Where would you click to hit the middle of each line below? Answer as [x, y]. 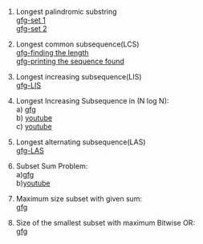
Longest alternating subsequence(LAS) [81, 142]
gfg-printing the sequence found [70, 61]
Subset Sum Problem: [52, 166]
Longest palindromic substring [67, 12]
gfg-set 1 [30, 20]
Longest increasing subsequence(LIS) [79, 77]
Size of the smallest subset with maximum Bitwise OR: [105, 223]
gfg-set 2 [31, 28]
